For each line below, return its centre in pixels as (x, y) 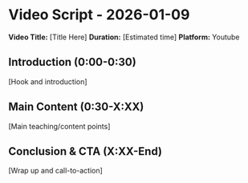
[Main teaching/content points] (59, 126)
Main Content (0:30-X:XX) (76, 107)
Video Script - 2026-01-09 (99, 15)
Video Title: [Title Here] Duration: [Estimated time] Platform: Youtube (124, 37)
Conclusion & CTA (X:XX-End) (85, 151)
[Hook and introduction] (48, 81)
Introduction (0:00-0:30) (72, 62)
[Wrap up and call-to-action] (55, 171)
